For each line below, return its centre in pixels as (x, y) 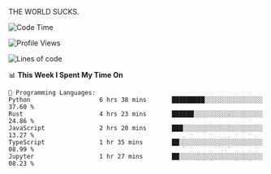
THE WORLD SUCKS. (44, 12)
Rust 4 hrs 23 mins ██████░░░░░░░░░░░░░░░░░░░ (136, 114)
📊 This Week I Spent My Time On (66, 75)
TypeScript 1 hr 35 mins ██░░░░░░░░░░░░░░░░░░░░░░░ (136, 142)
